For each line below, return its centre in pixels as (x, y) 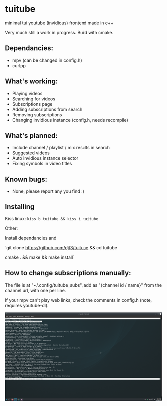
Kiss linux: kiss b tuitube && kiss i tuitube (52, 219)
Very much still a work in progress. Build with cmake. (59, 32)
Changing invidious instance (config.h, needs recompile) (70, 120)
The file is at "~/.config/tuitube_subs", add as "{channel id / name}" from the (83, 285)
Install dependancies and (31, 238)
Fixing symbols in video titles (42, 164)
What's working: (32, 82)
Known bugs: (26, 179)
